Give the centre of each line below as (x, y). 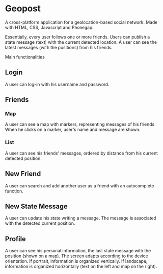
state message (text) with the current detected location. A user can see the (81, 42)
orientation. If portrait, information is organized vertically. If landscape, (76, 261)
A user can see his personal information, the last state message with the (78, 251)
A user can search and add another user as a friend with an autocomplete (80, 185)
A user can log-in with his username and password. (57, 84)
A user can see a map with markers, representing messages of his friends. (80, 124)
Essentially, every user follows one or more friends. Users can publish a (78, 37)
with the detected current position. (40, 223)
